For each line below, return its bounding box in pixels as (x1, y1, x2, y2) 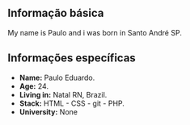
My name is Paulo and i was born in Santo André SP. (7, 27, 183, 37)
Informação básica (7, 6, 104, 20)
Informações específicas (7, 52, 137, 65)
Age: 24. (19, 81, 49, 91)
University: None (19, 106, 78, 116)
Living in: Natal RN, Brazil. (19, 90, 108, 99)
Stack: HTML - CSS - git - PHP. (19, 98, 125, 108)
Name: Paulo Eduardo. (19, 73, 95, 82)
